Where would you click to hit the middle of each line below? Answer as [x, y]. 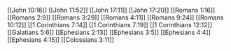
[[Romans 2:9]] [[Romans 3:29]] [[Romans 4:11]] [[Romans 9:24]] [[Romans [115, 17]
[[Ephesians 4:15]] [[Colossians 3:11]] [61, 40]
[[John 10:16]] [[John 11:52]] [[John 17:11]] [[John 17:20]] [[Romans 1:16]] [111, 10]
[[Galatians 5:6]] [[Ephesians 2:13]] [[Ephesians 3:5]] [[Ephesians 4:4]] [109, 32]
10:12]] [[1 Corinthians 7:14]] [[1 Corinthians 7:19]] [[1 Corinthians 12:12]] [110, 25]
